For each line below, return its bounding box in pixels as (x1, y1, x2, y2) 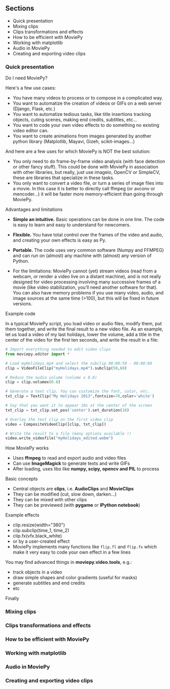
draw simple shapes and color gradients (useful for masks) (12, 575, 137, 581)
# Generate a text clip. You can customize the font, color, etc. (5, 389, 150, 394)
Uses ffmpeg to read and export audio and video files (12, 455, 126, 461)
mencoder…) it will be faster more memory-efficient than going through (12, 191, 163, 197)
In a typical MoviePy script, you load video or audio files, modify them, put (5, 321, 162, 327)
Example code (5, 310, 36, 317)
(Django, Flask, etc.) (12, 106, 55, 112)
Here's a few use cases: (5, 85, 56, 91)
